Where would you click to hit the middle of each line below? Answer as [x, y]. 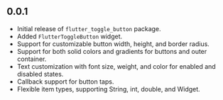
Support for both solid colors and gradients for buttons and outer [112, 51]
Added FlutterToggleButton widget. [70, 36]
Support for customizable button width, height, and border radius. [113, 44]
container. [32, 59]
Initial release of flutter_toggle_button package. [89, 28]
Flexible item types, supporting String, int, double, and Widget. [108, 89]
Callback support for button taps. [65, 82]
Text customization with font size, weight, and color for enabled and [116, 66]
